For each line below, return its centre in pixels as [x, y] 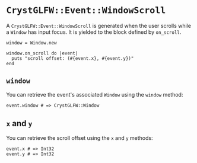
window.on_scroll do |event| [42, 53]
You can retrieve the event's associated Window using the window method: [95, 94]
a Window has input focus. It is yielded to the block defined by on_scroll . [94, 32]
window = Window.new [32, 43]
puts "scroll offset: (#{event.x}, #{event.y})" [73, 58]
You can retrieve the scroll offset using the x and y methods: [80, 138]
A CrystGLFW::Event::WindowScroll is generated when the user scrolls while [99, 25]
